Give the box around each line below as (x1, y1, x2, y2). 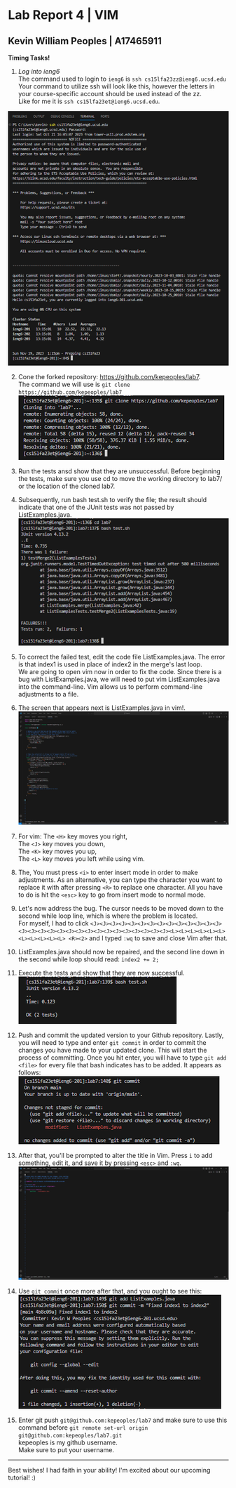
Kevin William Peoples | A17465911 (8, 35, 162, 47)
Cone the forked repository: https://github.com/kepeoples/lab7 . (18, 373, 201, 381)
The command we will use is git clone (18, 380, 130, 389)
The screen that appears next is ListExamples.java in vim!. (18, 703, 186, 712)
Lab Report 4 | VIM (8, 7, 119, 23)
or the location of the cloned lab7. (18, 482, 115, 491)
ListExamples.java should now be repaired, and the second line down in (18, 947, 225, 956)
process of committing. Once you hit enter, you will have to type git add (18, 1053, 227, 1062)
